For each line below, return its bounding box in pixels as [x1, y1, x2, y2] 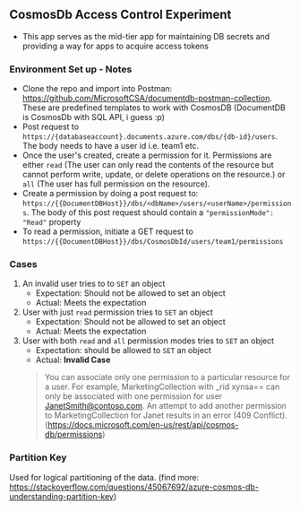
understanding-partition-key [9, 490, 115, 501]
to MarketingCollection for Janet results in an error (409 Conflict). [44, 410, 288, 420]
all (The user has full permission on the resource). [21, 178, 210, 189]
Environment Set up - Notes [9, 63, 133, 75]
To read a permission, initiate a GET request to [21, 226, 194, 237]
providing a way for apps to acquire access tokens [21, 40, 209, 51]
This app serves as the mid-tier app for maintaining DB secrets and [21, 30, 270, 41]
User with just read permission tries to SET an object [21, 307, 213, 317]
